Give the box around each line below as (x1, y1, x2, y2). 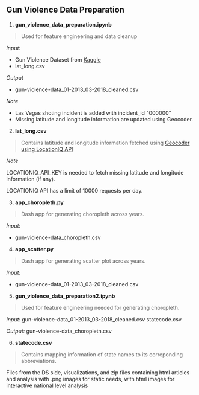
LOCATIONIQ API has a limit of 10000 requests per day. (6, 187, 143, 194)
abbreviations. (20, 357, 57, 364)
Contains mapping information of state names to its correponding (20, 350, 183, 358)
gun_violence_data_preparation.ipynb (14, 21, 112, 28)
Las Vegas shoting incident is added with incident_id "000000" (14, 109, 171, 117)
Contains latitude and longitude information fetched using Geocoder (20, 139, 190, 146)
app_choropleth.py (14, 199, 64, 206)
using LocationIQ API (20, 145, 73, 153)
